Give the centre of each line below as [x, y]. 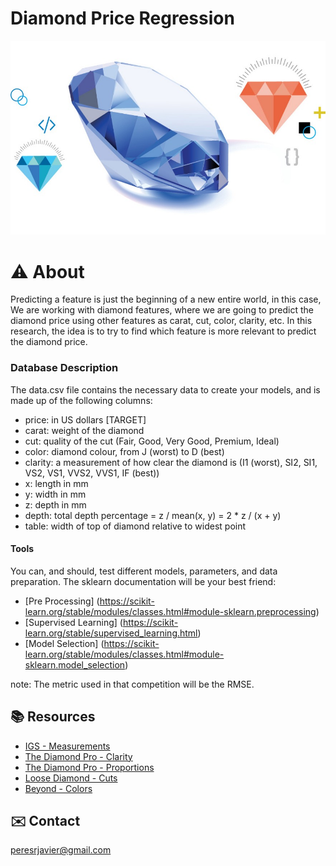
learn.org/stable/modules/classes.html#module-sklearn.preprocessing [170, 611]
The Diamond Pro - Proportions [89, 767]
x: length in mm [56, 483]
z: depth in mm [55, 504]
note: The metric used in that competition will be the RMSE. [132, 684]
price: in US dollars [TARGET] [85, 419]
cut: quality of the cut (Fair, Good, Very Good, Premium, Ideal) [152, 441]
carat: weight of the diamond [84, 430]
